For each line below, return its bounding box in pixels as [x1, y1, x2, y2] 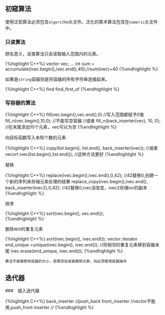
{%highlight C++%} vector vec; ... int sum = [5, 61, 95, 67]
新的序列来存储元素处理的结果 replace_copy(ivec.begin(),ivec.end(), [9, 179, 148, 185]
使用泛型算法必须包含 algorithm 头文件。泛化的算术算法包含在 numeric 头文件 [5, 19, 158, 25]
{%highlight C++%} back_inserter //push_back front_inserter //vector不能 [5, 298, 156, 304]
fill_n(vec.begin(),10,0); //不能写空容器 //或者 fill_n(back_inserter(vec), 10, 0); [5, 118, 161, 124]
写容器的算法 [5, 100, 36, 107]
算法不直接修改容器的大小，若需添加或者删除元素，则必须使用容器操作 [5, 259, 127, 264]
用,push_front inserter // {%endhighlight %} [5, 305, 94, 311]
